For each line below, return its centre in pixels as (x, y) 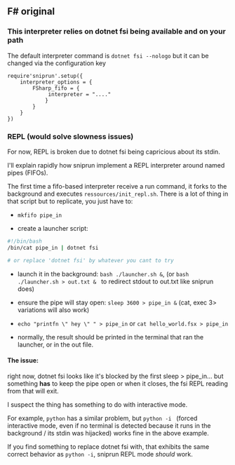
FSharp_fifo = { (56, 88)
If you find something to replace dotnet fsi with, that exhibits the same (108, 446)
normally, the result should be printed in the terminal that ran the (110, 337)
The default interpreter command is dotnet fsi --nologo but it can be (108, 55)
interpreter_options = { (56, 82)
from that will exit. (33, 391)
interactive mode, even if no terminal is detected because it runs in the (109, 425)
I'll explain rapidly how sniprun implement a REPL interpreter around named (116, 165)
